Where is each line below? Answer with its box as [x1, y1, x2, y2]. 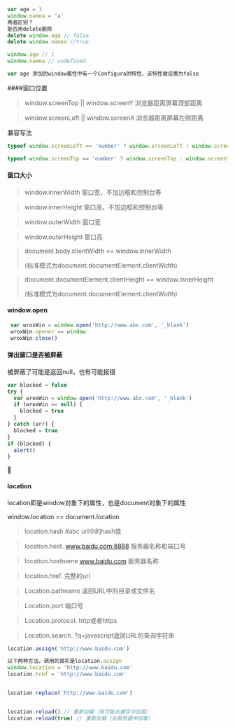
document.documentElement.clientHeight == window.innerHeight [24, 275, 214, 283]
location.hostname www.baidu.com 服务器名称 [24, 556, 159, 565]
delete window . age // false [7, 32, 90, 39]
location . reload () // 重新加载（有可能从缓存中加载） [7, 708, 152, 715]
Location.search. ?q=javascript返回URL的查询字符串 [24, 631, 175, 640]
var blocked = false [7, 381, 68, 388]
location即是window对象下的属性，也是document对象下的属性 [7, 498, 187, 507]
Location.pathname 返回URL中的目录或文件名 [24, 586, 156, 595]
